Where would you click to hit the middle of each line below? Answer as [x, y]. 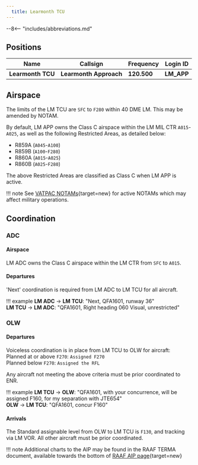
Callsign [92, 64]
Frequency [143, 64]
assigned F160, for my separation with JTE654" [64, 398]
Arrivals [16, 418]
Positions [24, 47]
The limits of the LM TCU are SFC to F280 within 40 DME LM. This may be [95, 109]
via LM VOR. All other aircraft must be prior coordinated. [75, 438]
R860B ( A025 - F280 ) [38, 164]
